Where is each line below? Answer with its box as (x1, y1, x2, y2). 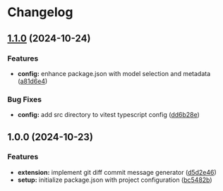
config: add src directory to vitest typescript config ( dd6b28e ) (17, 111, 200, 119)
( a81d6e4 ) (17, 77, 48, 85)
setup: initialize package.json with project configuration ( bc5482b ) (17, 175, 213, 184)
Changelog (7, 4, 73, 20)
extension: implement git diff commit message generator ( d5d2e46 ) (17, 168, 217, 176)
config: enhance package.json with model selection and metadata (17, 69, 211, 78)
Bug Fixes (7, 94, 42, 104)
